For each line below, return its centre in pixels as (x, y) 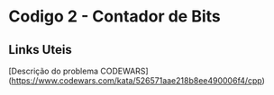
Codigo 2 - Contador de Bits (115, 17)
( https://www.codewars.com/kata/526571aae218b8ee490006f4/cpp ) (137, 81)
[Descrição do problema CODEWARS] (79, 71)
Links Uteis (41, 50)
